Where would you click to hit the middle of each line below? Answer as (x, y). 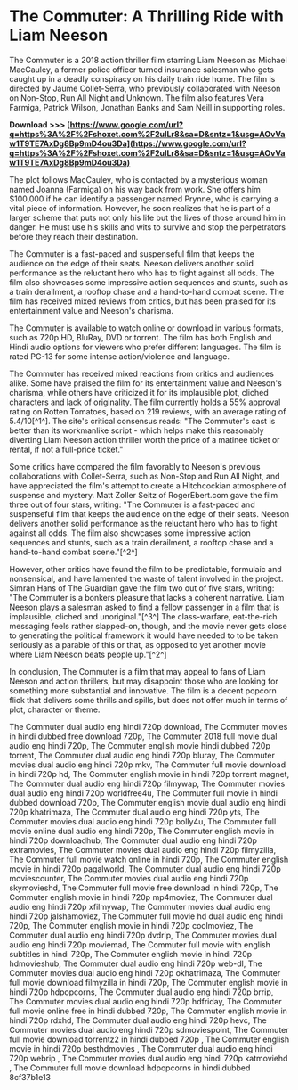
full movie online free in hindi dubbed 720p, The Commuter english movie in (148, 1011)
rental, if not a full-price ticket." (66, 449)
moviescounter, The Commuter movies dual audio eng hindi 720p (129, 878)
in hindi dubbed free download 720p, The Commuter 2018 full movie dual (143, 736)
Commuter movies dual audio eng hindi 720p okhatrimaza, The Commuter (145, 972)
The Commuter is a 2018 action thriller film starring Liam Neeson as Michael (148, 60)
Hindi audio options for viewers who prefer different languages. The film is (145, 347)
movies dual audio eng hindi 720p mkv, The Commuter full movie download (148, 765)
